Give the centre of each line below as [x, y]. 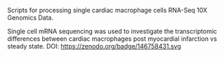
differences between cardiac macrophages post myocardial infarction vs [112, 39]
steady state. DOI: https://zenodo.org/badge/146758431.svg [94, 46]
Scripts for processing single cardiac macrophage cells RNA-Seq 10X [107, 10]
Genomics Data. [31, 18]
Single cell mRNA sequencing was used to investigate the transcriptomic [112, 31]
